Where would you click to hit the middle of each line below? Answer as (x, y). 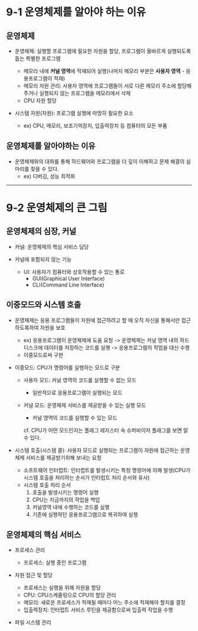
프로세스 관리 (30, 550)
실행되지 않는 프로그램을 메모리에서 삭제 (85, 93)
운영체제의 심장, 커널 (41, 231)
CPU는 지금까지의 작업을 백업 (66, 499)
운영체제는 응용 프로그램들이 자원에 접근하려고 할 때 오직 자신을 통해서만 (97, 320)
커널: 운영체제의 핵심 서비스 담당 (52, 246)
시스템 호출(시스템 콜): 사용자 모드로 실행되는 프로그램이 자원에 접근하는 (97, 450)
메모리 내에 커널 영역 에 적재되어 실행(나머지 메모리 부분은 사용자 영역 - (104, 71)
